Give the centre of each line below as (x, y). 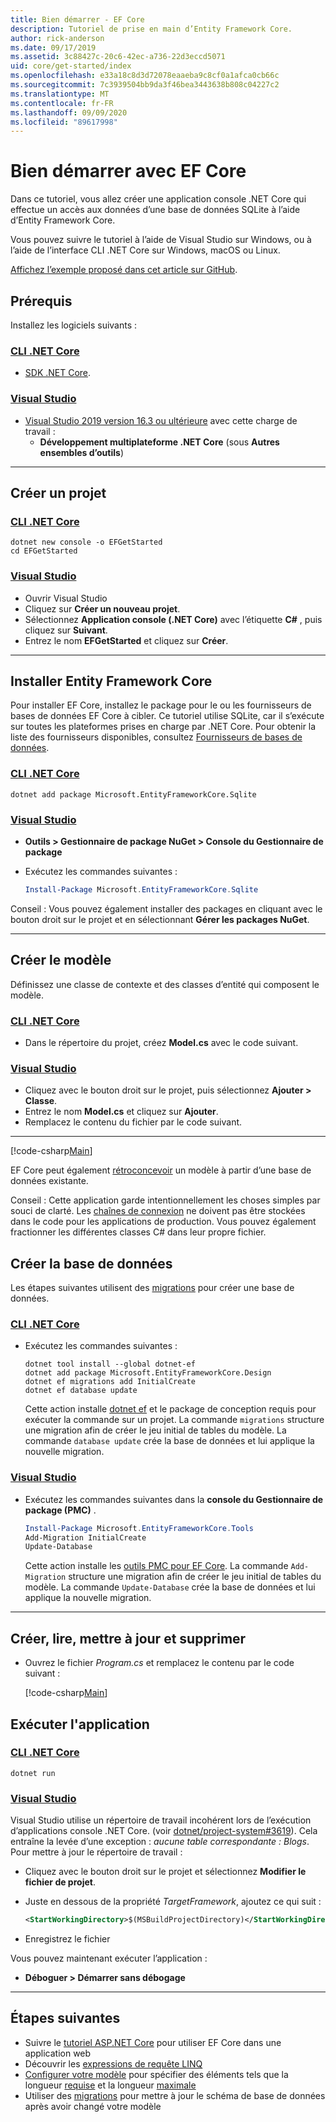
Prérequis (41, 301)
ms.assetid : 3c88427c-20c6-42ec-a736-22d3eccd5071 (118, 57)
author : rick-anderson (57, 38)
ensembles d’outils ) (81, 452)
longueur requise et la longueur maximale (110, 2085)
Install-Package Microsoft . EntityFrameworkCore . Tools (139, 1528)
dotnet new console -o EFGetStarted (86, 542)
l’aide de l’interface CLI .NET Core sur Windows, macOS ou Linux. (145, 250)
